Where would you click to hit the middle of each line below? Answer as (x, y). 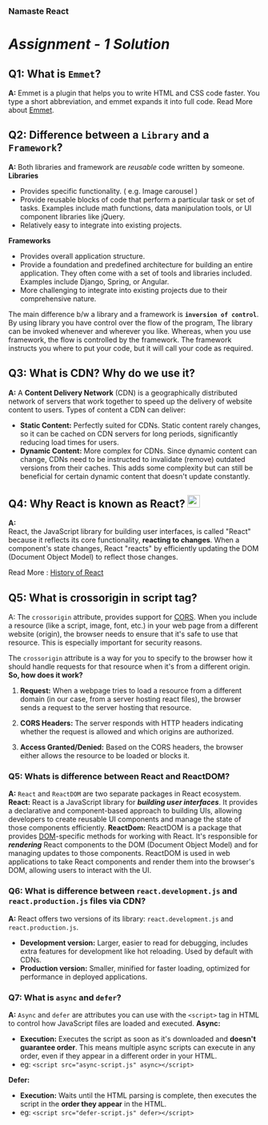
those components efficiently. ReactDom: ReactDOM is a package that (125, 828)
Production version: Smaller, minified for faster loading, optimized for (135, 968)
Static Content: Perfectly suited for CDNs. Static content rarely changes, (140, 425)
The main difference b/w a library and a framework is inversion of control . (134, 314)
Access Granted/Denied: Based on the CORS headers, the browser (132, 747)
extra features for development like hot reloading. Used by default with (136, 951)
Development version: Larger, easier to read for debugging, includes (134, 942)
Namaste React (39, 11)
